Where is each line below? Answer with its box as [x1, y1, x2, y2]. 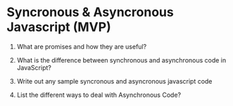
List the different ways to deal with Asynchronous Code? [16, 91, 181, 99]
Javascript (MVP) [6, 19, 111, 35]
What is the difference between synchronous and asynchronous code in [16, 55, 227, 64]
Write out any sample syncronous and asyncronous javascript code [16, 77, 213, 85]
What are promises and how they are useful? [16, 42, 147, 51]
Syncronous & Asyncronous [6, 4, 174, 20]
